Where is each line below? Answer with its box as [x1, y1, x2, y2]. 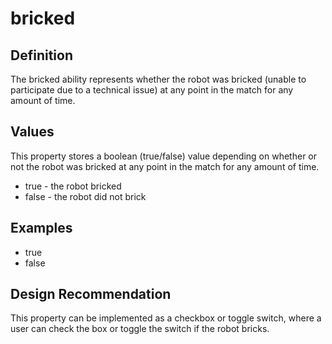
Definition [10, 47, 73, 64]
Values [10, 123, 55, 141]
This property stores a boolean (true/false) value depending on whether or [10, 150, 318, 162]
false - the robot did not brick [24, 190, 147, 202]
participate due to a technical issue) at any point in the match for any [10, 84, 294, 96]
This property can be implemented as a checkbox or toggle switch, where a [10, 312, 322, 324]
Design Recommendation [10, 286, 172, 303]
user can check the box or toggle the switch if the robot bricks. [10, 323, 270, 335]
